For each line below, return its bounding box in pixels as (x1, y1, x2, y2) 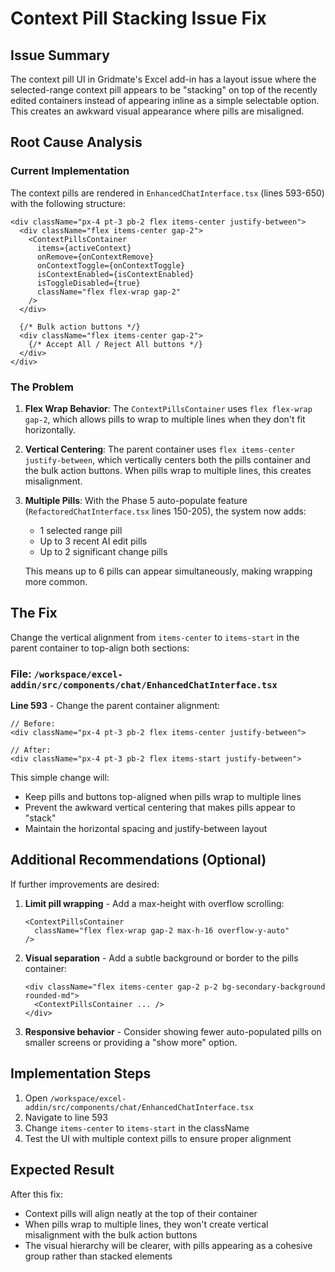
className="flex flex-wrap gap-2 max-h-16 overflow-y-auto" (34, 925, 290, 936)
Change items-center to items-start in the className (24, 1122, 250, 1134)
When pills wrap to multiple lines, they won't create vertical (24, 1218, 269, 1230)
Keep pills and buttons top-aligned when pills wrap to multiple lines (24, 791, 302, 803)
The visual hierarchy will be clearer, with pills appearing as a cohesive (24, 1239, 313, 1251)
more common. (24, 575, 88, 587)
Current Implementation (10, 164, 130, 178)
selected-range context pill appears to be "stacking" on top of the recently (10, 84, 318, 96)
